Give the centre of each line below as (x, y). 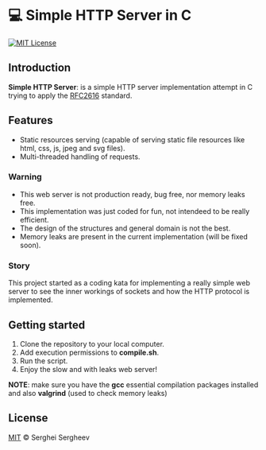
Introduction (40, 68)
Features (31, 120)
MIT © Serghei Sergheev (49, 437)
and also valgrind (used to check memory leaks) (88, 393)
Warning (25, 177)
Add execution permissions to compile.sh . (89, 352)
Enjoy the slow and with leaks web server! (88, 369)
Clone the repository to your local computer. (92, 343)
